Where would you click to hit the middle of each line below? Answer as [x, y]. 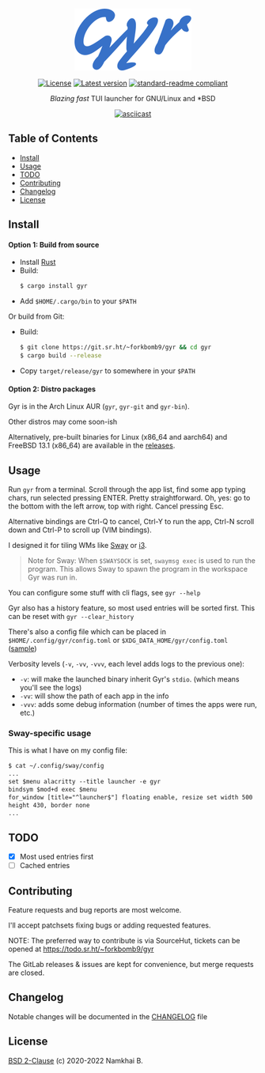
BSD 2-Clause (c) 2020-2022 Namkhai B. [76, 1060]
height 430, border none [49, 806]
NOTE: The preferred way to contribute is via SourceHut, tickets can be [124, 941]
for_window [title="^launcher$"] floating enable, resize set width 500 [131, 798]
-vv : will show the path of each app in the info [94, 696]
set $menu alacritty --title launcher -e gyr [84, 782]
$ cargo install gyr [53, 286]
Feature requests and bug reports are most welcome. [95, 910]
